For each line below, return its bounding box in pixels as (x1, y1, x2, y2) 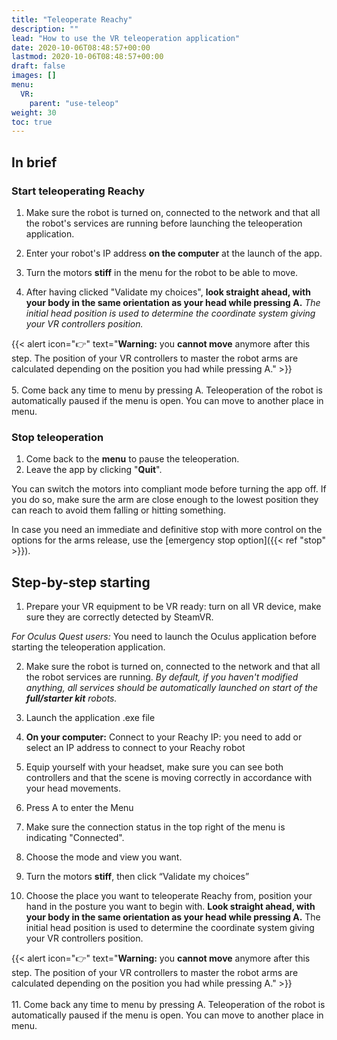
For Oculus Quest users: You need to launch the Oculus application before (11, 631, 317, 643)
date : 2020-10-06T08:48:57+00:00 (11, 42, 151, 53)
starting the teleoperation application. (11, 641, 166, 653)
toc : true (11, 117, 53, 127)
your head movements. (25, 782, 121, 795)
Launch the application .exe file (25, 712, 156, 724)
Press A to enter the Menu (25, 802, 134, 814)
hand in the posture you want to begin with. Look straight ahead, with (25, 901, 316, 913)
